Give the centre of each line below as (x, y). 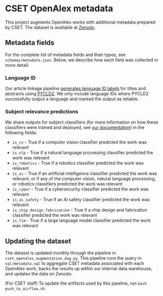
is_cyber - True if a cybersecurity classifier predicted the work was (80, 189)
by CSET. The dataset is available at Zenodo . (50, 27)
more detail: (17, 65)
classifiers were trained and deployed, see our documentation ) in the (75, 128)
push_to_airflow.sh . (26, 289)
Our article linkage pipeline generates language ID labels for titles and (76, 88)
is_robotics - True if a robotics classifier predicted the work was (78, 163)
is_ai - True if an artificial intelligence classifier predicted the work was (84, 174)
